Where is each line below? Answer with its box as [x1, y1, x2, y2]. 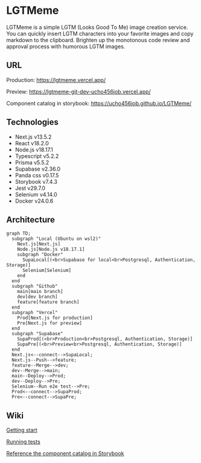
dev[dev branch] [17, 294, 59, 300]
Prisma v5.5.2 [14, 159, 49, 166]
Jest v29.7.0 [14, 184, 46, 192]
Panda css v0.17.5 [14, 171, 59, 178]
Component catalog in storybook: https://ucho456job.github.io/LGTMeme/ [6, 99, 192, 107]
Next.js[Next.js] [17, 241, 61, 247]
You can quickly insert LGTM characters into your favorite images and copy [6, 30, 194, 37]
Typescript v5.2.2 [14, 152, 59, 160]
